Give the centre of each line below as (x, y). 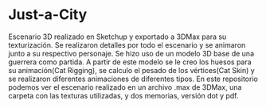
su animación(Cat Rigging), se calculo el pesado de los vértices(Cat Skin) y (131, 70)
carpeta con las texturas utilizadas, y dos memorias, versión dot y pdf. (123, 95)
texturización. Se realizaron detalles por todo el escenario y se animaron (127, 44)
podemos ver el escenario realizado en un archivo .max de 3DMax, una (125, 87)
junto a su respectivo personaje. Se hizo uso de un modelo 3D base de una (131, 53)
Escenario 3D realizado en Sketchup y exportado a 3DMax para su (117, 37)
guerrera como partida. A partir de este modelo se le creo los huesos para (130, 62)
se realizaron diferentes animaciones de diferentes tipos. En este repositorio (133, 79)
